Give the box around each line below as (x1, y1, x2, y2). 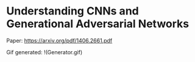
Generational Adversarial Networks (6, 17, 190, 31)
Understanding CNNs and (6, 4, 139, 18)
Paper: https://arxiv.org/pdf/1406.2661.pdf (6, 37, 113, 44)
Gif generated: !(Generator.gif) (6, 48, 83, 55)
